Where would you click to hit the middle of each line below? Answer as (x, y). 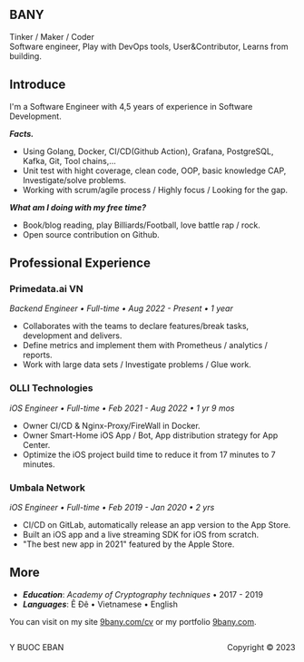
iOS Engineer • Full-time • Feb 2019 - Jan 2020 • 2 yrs (112, 507)
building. (26, 56)
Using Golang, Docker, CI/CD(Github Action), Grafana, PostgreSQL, (148, 151)
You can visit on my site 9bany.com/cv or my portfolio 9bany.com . (133, 621)
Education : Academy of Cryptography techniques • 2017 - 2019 (142, 594)
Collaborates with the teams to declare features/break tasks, (136, 326)
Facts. (22, 133)
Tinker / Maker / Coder (52, 36)
